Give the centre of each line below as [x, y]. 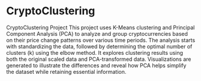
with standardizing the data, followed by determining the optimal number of [99, 46]
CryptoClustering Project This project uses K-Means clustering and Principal [100, 27]
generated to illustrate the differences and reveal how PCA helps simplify [96, 65]
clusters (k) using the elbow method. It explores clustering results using [95, 52]
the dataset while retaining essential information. [66, 71]
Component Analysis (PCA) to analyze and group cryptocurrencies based [97, 33]
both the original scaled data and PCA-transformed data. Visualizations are [99, 59]
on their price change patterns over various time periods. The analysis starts [101, 40]
